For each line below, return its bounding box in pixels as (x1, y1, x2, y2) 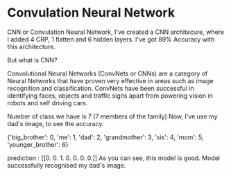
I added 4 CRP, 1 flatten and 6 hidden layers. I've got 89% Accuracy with (7, 35, 215, 43)
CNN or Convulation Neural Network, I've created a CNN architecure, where (7, 28, 224, 36)
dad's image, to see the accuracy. (7, 119, 104, 127)
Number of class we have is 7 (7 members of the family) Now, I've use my (7, 112, 218, 121)
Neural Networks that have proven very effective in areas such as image (7, 76, 214, 85)
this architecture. (7, 42, 55, 51)
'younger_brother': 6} (7, 140, 69, 148)
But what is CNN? (7, 55, 58, 64)
